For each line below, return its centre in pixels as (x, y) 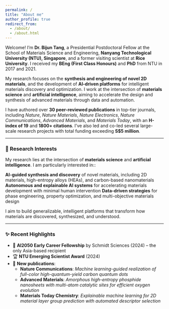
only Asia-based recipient (39, 250)
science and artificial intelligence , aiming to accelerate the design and (79, 94)
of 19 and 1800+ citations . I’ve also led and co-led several (78, 126)
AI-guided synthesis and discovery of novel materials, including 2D (76, 175)
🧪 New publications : (34, 263)
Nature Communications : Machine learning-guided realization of (88, 269)
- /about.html (24, 33)
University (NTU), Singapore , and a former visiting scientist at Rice (75, 58)
